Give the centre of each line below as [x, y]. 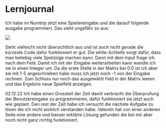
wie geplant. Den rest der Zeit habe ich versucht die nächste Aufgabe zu [79, 104]
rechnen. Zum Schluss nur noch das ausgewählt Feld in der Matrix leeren [80, 78]
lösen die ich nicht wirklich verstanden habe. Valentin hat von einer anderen [83, 109]
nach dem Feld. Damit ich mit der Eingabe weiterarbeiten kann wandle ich [81, 63]
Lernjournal [30, 9]
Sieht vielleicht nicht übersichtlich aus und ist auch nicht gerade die [74, 47]
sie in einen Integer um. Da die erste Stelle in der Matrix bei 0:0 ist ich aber [82, 68]
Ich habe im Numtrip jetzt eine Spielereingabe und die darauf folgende [77, 23]
